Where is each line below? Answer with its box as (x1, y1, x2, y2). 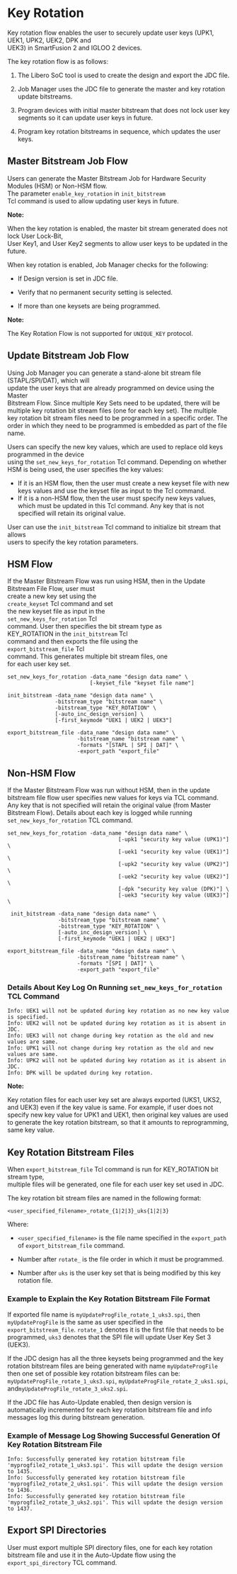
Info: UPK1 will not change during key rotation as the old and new (7, 1045, 214, 1052)
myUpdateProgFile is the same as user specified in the (7, 1317, 163, 1326)
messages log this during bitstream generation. (7, 1412, 145, 1422)
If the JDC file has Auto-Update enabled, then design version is (7, 1398, 192, 1406)
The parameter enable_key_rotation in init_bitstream (7, 189, 166, 198)
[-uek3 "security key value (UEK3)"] (117, 892, 230, 899)
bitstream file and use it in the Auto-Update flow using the (7, 1551, 176, 1559)
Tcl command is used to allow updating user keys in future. (7, 196, 179, 205)
